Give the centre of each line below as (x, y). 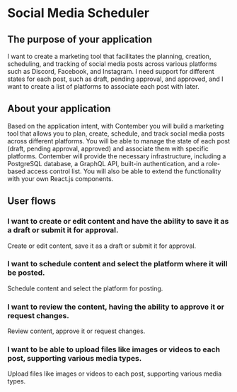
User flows (32, 201)
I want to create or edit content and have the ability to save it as (118, 222)
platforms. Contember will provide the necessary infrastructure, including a (117, 156)
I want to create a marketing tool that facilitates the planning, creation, (109, 56)
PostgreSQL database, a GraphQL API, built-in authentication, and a (106, 163)
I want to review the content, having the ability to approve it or (116, 307)
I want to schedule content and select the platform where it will (117, 264)
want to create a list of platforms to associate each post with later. (103, 86)
